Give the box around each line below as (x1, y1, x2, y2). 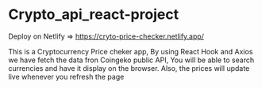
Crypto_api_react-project (8, 6, 179, 24)
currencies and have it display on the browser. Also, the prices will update (8, 63, 250, 72)
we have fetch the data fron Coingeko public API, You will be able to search (8, 55, 255, 65)
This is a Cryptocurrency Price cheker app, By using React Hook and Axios (8, 46, 253, 56)
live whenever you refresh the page (8, 72, 125, 81)
